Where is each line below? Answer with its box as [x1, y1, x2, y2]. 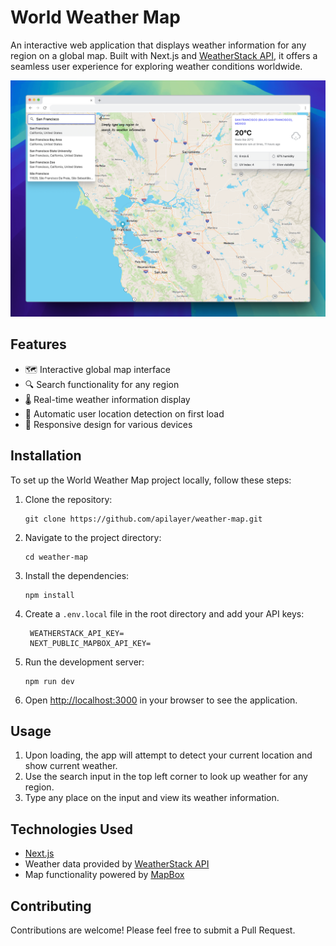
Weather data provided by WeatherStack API [24, 858, 210, 870]
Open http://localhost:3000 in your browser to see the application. [24, 694, 298, 706]
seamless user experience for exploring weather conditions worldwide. [10, 60, 303, 72]
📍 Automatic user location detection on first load [24, 407, 225, 420]
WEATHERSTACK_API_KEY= [29, 628, 125, 638]
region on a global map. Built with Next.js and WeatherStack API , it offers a [10, 49, 318, 61]
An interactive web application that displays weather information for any [10, 39, 307, 51]
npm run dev [24, 676, 75, 686]
